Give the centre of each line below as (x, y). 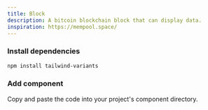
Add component (35, 83)
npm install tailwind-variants (53, 66)
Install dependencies (44, 51)
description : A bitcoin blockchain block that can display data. (104, 20)
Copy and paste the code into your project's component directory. (103, 99)
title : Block (26, 14)
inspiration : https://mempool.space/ (62, 27)
